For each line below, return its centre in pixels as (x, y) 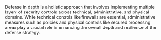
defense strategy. (23, 33)
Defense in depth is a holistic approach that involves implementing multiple (80, 7)
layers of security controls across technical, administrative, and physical (77, 12)
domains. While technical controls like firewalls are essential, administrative (80, 17)
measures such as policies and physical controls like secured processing (78, 22)
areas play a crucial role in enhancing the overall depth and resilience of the (81, 27)
